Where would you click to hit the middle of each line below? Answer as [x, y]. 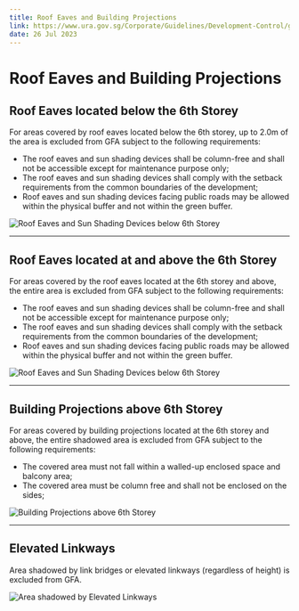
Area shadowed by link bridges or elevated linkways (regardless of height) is [149, 570]
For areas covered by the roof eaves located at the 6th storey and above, [143, 281]
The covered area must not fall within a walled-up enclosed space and [151, 467]
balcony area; [47, 476]
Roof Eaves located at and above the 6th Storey [143, 260]
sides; [33, 495]
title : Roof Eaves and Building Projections [93, 17]
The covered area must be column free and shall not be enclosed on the [154, 485]
